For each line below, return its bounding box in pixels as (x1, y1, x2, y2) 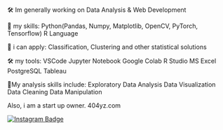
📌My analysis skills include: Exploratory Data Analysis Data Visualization (7, 80, 216, 89)
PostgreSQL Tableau (7, 67, 67, 75)
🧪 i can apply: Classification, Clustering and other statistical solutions (7, 43, 207, 51)
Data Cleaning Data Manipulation (7, 88, 102, 96)
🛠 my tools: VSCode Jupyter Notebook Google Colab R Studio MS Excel (7, 57, 217, 65)
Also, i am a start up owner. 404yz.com (7, 101, 121, 110)
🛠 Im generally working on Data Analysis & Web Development (7, 6, 187, 14)
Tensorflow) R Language (7, 29, 79, 37)
